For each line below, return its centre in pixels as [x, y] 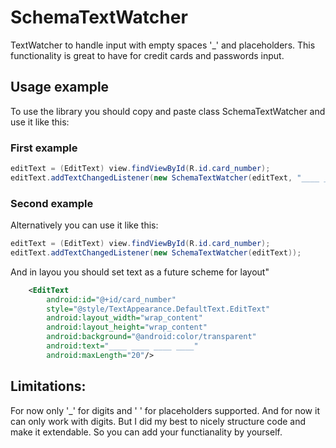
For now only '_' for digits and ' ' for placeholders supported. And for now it [165, 410]
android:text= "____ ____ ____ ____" [122, 346]
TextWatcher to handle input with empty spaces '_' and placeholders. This [163, 45]
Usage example [60, 87]
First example [44, 148]
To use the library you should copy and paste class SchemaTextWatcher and [168, 111]
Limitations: [48, 386]
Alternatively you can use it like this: [84, 225]
